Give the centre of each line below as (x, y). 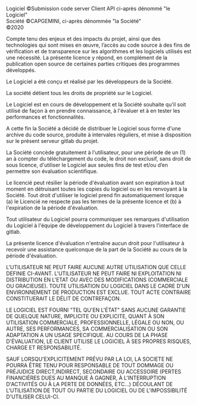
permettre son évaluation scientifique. (52, 171)
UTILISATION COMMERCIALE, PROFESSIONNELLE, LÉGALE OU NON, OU (95, 322)
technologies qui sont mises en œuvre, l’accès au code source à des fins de (98, 45)
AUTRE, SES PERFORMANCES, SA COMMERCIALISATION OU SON (87, 329)
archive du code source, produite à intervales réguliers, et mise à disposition (99, 135)
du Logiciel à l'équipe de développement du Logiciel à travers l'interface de (98, 226)
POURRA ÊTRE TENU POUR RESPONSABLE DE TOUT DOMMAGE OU (90, 365)
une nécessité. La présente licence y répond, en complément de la (87, 58)
